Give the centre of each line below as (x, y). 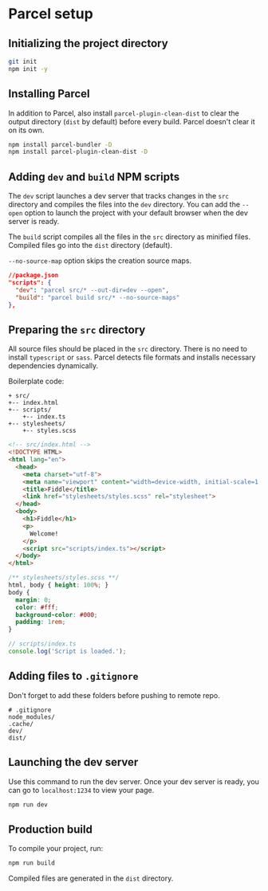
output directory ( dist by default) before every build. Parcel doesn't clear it (132, 121)
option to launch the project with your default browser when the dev (136, 213)
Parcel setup (51, 14)
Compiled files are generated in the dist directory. (91, 878)
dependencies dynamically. (53, 366)
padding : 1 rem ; (41, 622)
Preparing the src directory (77, 330)
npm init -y (28, 69)
